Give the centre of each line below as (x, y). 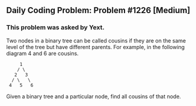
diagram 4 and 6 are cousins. (43, 53)
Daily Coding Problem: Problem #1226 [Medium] (98, 10)
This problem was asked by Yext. (56, 28)
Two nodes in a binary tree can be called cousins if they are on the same (96, 40)
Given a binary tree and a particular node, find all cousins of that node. (94, 96)
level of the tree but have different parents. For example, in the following (96, 47)
